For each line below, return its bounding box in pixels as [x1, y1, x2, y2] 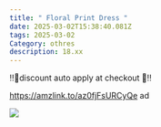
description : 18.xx [9, 48, 84, 57]
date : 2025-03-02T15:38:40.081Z [9, 22, 132, 31]
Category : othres [9, 38, 75, 48]
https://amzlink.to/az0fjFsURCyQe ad [9, 90, 150, 101]
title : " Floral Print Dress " [9, 13, 128, 23]
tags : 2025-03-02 [9, 30, 75, 39]
